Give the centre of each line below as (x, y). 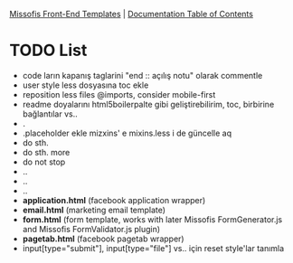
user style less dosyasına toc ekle (85, 85)
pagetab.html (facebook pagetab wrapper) (103, 239)
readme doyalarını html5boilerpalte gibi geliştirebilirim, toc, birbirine (148, 104)
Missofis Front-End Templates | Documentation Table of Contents (131, 14)
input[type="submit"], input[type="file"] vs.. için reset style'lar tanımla (153, 248)
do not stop (44, 162)
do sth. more (46, 152)
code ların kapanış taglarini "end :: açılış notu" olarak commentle (142, 75)
